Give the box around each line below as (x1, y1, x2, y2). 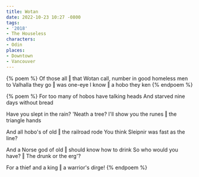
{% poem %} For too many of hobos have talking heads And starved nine (6, 93, 185, 100)
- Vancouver (6, 58, 36, 64)
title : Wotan (6, 8, 39, 15)
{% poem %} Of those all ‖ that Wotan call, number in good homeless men (6, 75, 188, 82)
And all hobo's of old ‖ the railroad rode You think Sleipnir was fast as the (6, 128, 185, 135)
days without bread (6, 99, 53, 106)
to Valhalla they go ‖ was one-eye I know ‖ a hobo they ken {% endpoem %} (6, 81, 193, 88)
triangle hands (6, 116, 42, 124)
